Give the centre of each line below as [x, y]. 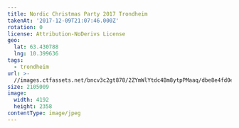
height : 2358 [33, 107]
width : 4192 [32, 100]
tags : [15, 60]
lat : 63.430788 [36, 47]
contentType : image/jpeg [44, 113]
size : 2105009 [28, 87]
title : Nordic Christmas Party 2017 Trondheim [78, 14]
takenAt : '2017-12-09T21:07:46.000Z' [63, 21]
